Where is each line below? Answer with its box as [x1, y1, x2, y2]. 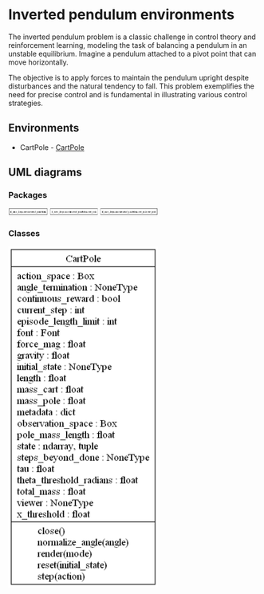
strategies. [8, 98, 44, 108]
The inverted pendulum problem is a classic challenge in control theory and [8, 32, 257, 41]
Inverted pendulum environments [8, 6, 235, 24]
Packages [8, 190, 48, 201]
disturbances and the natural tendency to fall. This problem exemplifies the [8, 81, 255, 91]
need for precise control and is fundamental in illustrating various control [8, 89, 247, 99]
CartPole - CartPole [19, 142, 85, 152]
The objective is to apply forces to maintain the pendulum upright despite [8, 73, 250, 82]
